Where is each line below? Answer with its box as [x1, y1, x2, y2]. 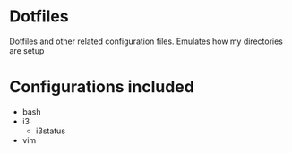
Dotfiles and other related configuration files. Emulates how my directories [9, 36, 284, 47]
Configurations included [9, 77, 194, 98]
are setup [9, 45, 45, 55]
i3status [35, 125, 65, 136]
